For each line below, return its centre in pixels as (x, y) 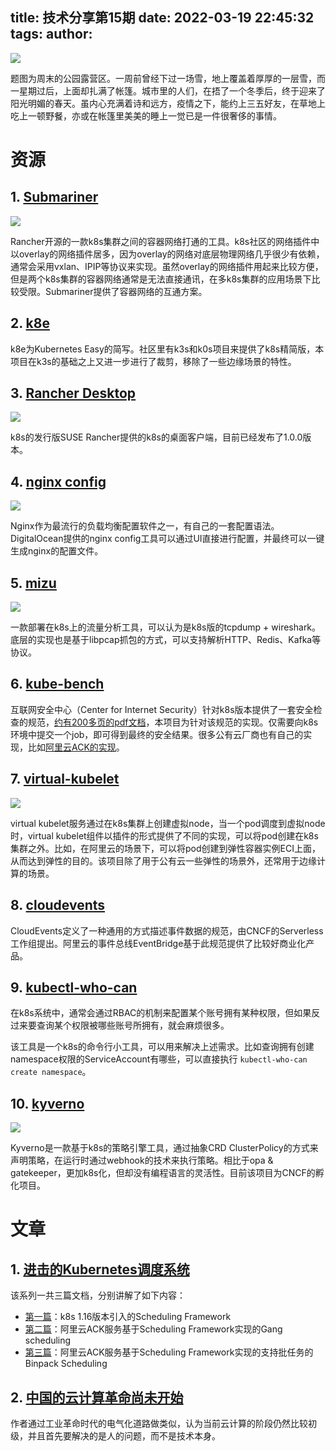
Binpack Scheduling (66, 1364)
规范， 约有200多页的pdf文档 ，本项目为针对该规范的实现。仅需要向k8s (173, 722)
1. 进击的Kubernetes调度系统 (100, 1269)
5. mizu (33, 583)
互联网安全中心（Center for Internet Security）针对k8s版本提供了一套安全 (162, 709)
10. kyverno (47, 1103)
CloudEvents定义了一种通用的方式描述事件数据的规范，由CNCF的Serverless (167, 930)
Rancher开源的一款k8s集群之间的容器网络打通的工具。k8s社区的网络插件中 (165, 241)
